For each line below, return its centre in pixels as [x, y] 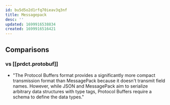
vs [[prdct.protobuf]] [32, 64]
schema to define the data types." [48, 97]
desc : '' [15, 19]
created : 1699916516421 [31, 29]
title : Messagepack [26, 15]
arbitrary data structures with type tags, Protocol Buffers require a [82, 91]
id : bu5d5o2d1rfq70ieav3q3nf [36, 10]
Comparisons [27, 50]
